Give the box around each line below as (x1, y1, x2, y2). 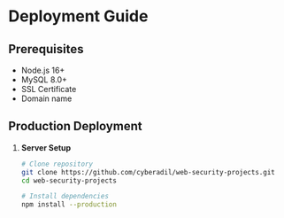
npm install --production (20, 200, 117, 209)
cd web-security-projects (20, 175, 117, 185)
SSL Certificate (20, 84, 77, 94)
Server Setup (20, 142, 72, 152)
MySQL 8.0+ (20, 74, 68, 85)
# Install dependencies (20, 192, 110, 201)
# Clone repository (20, 160, 94, 168)
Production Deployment (8, 119, 142, 134)
